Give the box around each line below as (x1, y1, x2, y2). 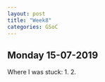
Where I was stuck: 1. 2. (7, 68, 76, 76)
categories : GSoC (7, 23, 58, 30)
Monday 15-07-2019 (7, 49, 99, 61)
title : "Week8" (7, 17, 52, 24)
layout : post (7, 10, 46, 18)
